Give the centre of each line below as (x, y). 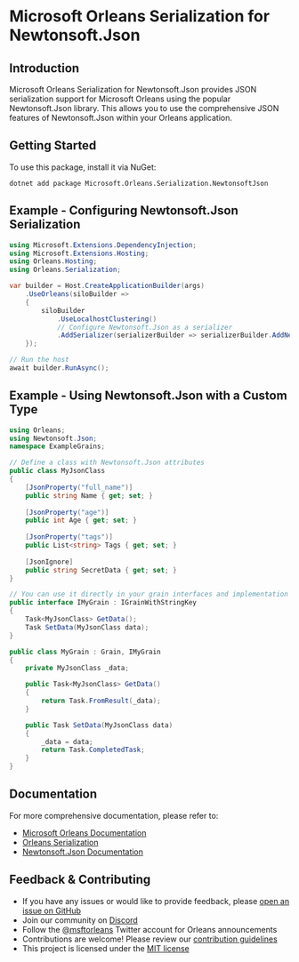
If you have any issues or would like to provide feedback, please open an (156, 901)
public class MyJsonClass (57, 471)
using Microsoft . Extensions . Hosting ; (79, 253)
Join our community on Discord (80, 920)
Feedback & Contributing (80, 880)
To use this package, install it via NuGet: (83, 167)
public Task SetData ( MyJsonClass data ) (99, 725)
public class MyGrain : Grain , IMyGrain (85, 652)
